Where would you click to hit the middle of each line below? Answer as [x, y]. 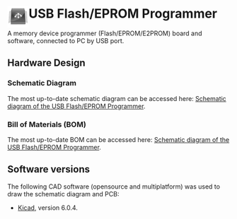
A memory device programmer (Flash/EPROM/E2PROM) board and [105, 33]
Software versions [49, 169]
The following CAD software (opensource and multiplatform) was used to [114, 187]
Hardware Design [47, 63]
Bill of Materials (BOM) [47, 124]
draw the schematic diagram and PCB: [63, 194]
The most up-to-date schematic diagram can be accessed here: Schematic [117, 98]
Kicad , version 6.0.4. [47, 208]
